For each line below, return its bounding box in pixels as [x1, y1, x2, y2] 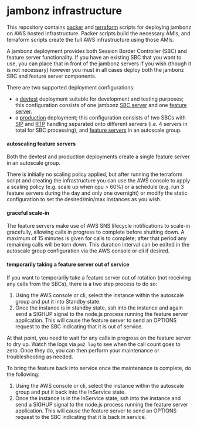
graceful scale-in [6, 209, 49, 216]
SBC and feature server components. [6, 72, 97, 79]
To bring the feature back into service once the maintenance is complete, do [6, 364, 192, 371]
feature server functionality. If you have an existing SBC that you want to [6, 54, 182, 61]
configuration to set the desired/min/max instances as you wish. [6, 196, 162, 203]
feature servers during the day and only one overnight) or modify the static [6, 189, 188, 197]
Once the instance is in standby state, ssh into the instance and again [15, 304, 184, 311]
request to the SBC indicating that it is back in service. [15, 413, 147, 420]
